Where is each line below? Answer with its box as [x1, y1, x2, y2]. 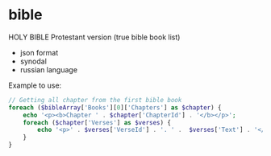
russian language [19, 64, 78, 74]
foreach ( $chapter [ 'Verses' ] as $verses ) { [23, 118, 172, 126]
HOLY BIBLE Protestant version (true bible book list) [8, 32, 181, 42]
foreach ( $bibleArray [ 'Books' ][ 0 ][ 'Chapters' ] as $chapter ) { [8, 103, 222, 112]
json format [19, 47, 59, 57]
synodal [19, 56, 47, 66]
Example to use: [8, 80, 62, 90]
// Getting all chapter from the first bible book [8, 96, 182, 104]
